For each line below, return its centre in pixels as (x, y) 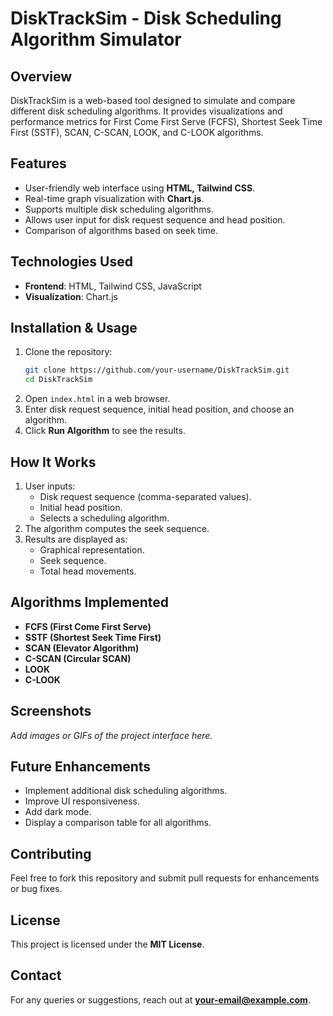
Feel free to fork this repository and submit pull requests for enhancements (165, 878)
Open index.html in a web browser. (97, 399)
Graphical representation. (92, 550)
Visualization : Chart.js (71, 296)
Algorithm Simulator (96, 39)
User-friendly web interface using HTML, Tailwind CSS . (140, 188)
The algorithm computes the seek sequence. (117, 528)
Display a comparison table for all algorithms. (118, 823)
